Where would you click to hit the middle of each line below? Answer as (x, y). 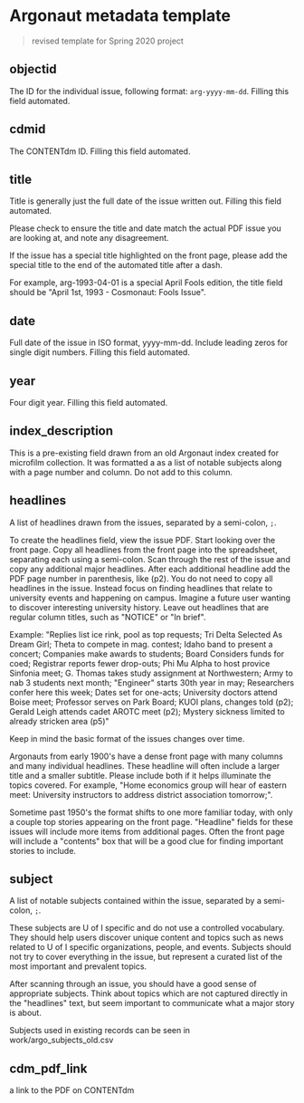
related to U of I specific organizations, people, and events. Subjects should (151, 947)
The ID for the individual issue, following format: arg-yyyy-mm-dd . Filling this (149, 91)
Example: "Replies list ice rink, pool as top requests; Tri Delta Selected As (146, 634)
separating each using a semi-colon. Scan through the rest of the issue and (150, 559)
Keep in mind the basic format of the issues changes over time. (127, 738)
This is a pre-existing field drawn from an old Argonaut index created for (144, 453)
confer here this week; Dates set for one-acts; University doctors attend (143, 692)
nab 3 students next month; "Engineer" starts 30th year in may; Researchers (152, 682)
